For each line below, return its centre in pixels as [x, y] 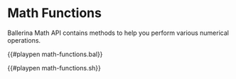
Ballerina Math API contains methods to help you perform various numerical [118, 33]
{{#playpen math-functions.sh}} [54, 68]
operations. [24, 40]
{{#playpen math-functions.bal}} [55, 54]
